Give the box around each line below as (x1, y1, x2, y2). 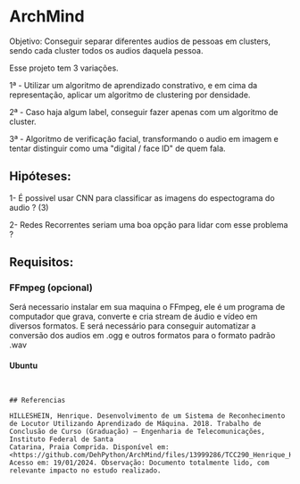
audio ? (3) (9, 202, 49, 213)
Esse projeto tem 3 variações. (9, 63, 119, 73)
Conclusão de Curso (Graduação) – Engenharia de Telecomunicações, (9, 427, 266, 436)
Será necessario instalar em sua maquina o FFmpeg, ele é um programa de (9, 302, 286, 313)
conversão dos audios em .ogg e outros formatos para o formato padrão (9, 330, 276, 341)
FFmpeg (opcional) (9, 281, 94, 294)
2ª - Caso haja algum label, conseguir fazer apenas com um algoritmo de (9, 106, 279, 117)
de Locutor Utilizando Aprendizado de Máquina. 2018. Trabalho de (9, 419, 262, 428)
